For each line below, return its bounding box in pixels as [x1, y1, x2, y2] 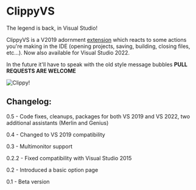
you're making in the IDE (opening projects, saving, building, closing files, [6, 42, 191, 50]
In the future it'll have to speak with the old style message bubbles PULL [6, 61, 187, 68]
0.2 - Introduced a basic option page [6, 166, 99, 174]
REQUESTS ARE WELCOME [6, 67, 76, 74]
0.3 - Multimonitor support [6, 143, 73, 150]
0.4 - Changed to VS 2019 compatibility [6, 131, 105, 138]
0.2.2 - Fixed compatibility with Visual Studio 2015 [6, 154, 132, 161]
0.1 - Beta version [6, 178, 50, 185]
